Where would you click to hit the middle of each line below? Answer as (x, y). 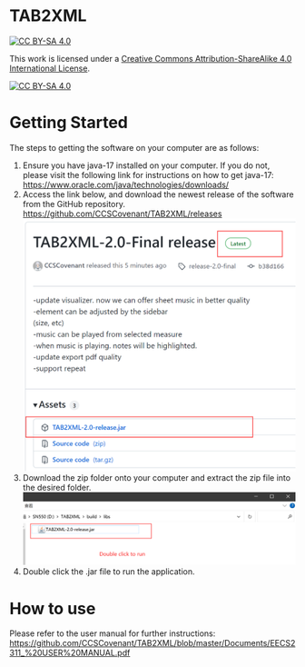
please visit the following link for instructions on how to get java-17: (148, 174)
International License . (50, 68)
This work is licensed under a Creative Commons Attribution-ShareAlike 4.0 (151, 58)
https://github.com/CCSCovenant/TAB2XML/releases (122, 214)
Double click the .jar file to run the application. (108, 572)
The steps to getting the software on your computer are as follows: (134, 147)
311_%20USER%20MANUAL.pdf (70, 653)
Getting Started (69, 123)
